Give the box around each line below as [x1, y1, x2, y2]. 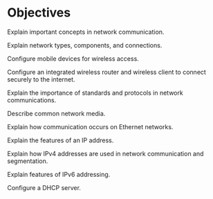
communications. [7, 95, 57, 104]
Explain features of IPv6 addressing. [7, 170, 111, 178]
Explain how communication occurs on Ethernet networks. [7, 122, 174, 131]
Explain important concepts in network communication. [7, 28, 165, 36]
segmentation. [7, 157, 48, 165]
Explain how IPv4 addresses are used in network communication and [7, 149, 204, 158]
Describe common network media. [7, 109, 106, 117]
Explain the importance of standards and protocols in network [7, 88, 183, 97]
